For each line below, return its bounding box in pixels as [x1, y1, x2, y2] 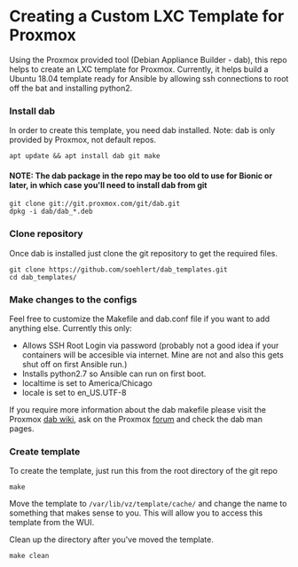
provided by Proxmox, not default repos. [9, 135, 157, 146]
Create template [9, 445, 81, 458]
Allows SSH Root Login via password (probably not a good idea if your [21, 340, 279, 351]
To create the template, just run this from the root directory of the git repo [9, 466, 278, 476]
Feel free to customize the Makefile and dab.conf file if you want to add [9, 313, 271, 325]
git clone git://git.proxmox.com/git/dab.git [9, 200, 180, 209]
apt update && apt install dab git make [9, 152, 161, 161]
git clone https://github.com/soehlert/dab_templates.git [9, 264, 228, 274]
